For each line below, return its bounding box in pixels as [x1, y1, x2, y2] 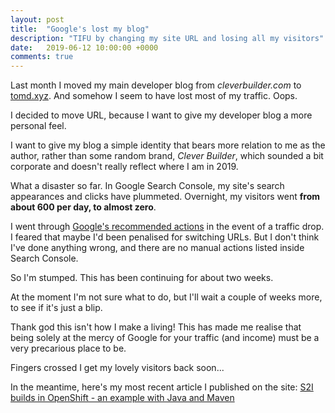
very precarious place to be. [10, 342, 127, 355]
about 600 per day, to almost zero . [10, 201, 157, 213]
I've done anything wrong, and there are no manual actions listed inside [10, 242, 305, 254]
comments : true [10, 52, 74, 62]
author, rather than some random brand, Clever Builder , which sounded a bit [10, 150, 324, 162]
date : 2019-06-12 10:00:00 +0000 [10, 42, 159, 53]
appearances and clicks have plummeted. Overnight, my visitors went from [10, 191, 321, 203]
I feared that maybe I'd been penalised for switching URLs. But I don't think [10, 231, 320, 243]
